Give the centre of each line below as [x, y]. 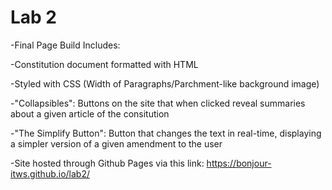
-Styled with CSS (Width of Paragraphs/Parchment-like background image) [165, 83]
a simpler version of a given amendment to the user [116, 143]
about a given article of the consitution [90, 113]
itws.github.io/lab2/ [50, 173]
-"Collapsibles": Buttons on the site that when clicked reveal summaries [158, 103]
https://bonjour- [239, 163]
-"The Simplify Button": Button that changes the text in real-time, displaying [166, 133]
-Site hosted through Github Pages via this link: [107, 163]
